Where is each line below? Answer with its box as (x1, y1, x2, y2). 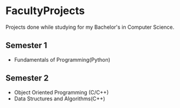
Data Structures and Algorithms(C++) (14, 95, 106, 102)
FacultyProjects (5, 4, 85, 18)
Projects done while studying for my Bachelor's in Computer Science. (5, 23, 175, 31)
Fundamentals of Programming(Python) (14, 56, 110, 63)
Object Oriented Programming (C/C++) (14, 89, 109, 96)
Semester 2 (5, 73, 49, 83)
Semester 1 (5, 41, 48, 50)
